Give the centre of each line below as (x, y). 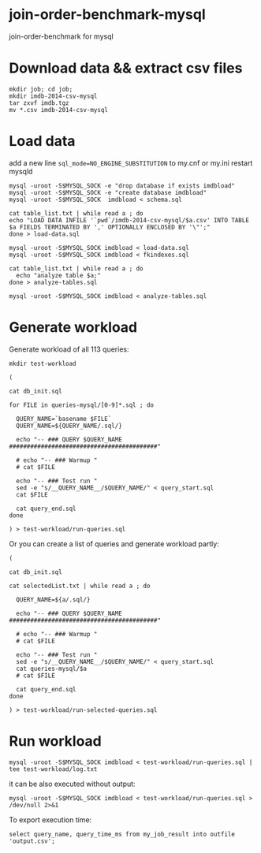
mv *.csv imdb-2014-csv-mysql (59, 110)
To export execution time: (50, 819)
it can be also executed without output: (73, 784)
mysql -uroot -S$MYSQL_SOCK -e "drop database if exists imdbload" (122, 186)
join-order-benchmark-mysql (107, 15)
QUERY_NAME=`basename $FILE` (64, 419)
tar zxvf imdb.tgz (39, 103)
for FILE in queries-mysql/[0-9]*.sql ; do (82, 405)
